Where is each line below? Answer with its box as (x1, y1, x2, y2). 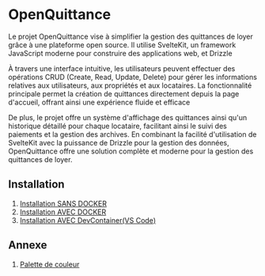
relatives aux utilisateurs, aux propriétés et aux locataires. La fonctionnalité (8, 81, 252, 90)
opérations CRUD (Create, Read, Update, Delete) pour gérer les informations (8, 72, 257, 81)
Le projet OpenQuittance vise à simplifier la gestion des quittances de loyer (8, 32, 253, 41)
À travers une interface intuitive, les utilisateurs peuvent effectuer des (8, 63, 236, 73)
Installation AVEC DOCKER (19, 207, 107, 217)
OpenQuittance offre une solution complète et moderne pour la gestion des (8, 146, 254, 156)
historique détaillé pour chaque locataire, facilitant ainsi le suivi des (8, 121, 227, 130)
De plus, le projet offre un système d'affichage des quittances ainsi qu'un (8, 112, 248, 122)
